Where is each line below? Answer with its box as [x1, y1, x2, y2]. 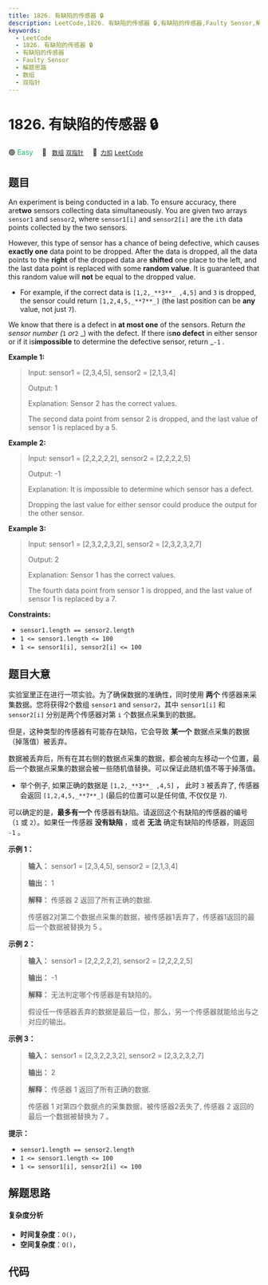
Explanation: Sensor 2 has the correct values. [27, 399, 178, 408]
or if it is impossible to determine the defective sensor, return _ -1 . [8, 337, 225, 347]
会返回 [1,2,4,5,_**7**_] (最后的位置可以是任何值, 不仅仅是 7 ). [19, 790, 227, 800]
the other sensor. [27, 508, 85, 518]
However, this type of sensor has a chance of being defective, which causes [8, 238, 260, 248]
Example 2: [8, 438, 46, 447]
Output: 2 [27, 555, 60, 565]
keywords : [8, 26, 41, 34]
